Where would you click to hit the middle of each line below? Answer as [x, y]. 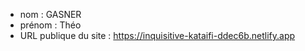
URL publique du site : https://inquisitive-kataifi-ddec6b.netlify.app [157, 35]
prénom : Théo [50, 25]
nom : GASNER [50, 14]
